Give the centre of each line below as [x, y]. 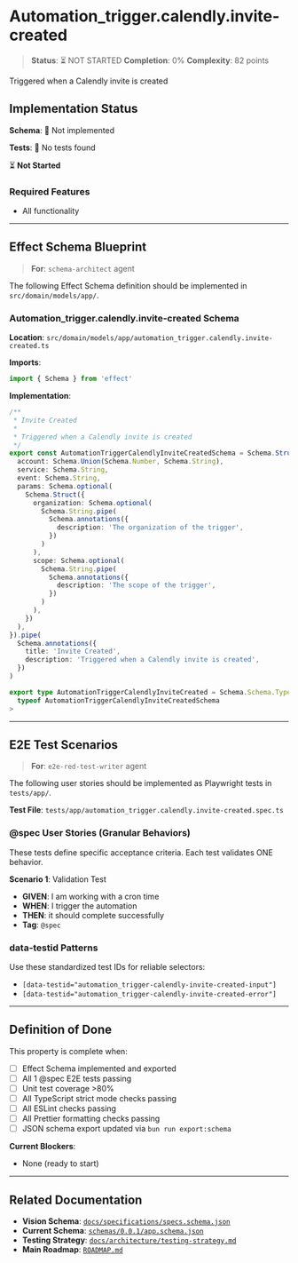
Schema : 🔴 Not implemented [62, 130]
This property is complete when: [69, 1051]
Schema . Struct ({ [55, 495]
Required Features [50, 191]
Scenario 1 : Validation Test [58, 879]
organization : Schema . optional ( [92, 503]
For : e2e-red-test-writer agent [89, 767]
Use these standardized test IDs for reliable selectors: [107, 966]
